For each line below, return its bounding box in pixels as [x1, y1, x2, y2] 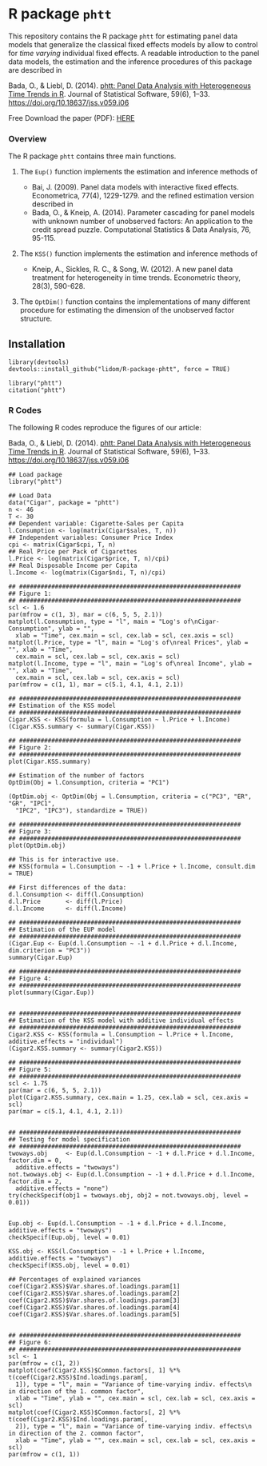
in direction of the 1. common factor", [8, 1388, 145, 1396]
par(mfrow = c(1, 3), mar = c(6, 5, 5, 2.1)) [8, 611, 162, 619]
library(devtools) [8, 358, 70, 366]
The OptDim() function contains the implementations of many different [19, 297, 250, 306]
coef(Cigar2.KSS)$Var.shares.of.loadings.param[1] [8, 1283, 181, 1291]
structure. [19, 314, 53, 324]
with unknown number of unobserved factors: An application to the [31, 217, 253, 226]
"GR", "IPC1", [8, 800, 56, 808]
